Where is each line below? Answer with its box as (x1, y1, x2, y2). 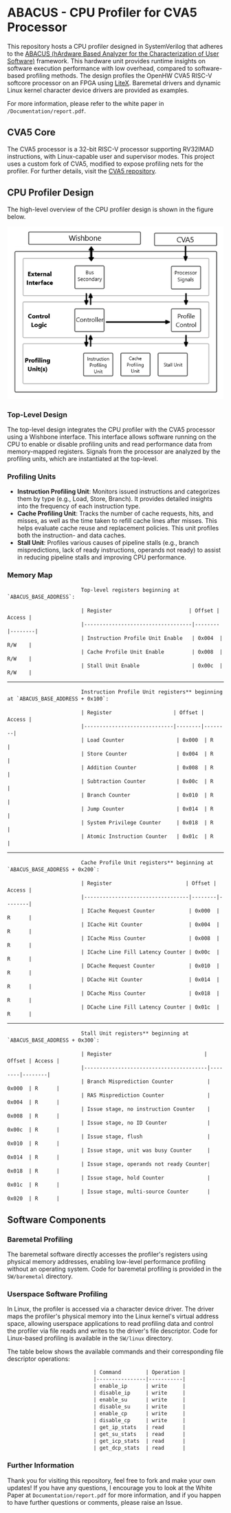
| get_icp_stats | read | (93, 1438, 186, 1445)
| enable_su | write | (93, 1397, 186, 1404)
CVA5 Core (7, 127, 56, 138)
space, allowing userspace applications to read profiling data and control (7, 1320, 214, 1328)
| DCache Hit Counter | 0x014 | (80, 976, 220, 983)
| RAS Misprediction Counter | (80, 1092, 211, 1099)
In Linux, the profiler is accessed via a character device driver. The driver (7, 1305, 214, 1313)
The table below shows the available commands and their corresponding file (7, 1347, 224, 1356)
